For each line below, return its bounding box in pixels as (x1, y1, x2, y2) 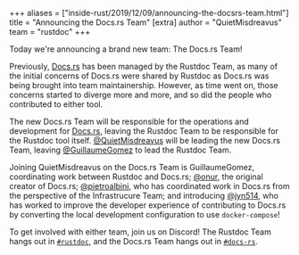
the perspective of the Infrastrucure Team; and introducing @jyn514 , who (9, 191, 279, 201)
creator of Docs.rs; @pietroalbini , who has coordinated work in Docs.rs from (9, 181, 290, 191)
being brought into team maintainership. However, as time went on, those (9, 80, 278, 90)
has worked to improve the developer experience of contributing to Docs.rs (9, 200, 287, 210)
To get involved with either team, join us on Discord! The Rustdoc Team (9, 226, 272, 237)
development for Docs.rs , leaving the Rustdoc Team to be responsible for (9, 126, 278, 136)
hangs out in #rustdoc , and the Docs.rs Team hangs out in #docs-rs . (9, 236, 259, 246)
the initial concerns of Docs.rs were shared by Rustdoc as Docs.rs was (9, 70, 270, 81)
